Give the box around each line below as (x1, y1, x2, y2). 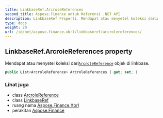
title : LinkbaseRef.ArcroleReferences (5, 7, 83, 12)
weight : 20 (5, 25, 27, 30)
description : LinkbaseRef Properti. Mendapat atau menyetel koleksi (5, 16, 147, 21)
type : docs (5, 20, 27, 26)
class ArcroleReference (12, 92, 59, 98)
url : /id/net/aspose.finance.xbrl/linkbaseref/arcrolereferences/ (5, 29, 142, 34)
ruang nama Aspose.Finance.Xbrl (12, 102, 79, 108)
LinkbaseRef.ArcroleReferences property (5, 47, 132, 56)
